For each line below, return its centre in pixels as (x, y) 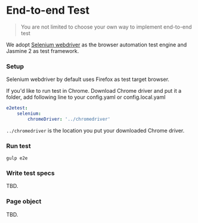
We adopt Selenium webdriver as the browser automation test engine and (97, 45)
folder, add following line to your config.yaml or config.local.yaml (86, 97)
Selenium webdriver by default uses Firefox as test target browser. (88, 79)
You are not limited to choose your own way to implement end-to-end (106, 27)
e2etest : (17, 108)
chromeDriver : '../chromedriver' (69, 119)
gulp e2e (17, 158)
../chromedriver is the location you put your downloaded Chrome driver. (95, 130)
